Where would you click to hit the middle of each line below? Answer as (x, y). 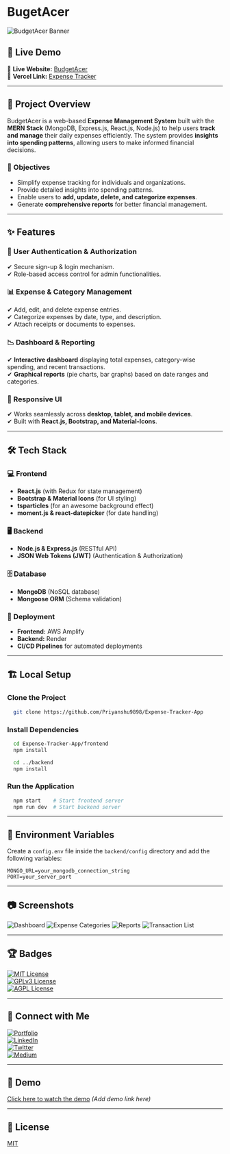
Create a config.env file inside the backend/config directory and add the (108, 851)
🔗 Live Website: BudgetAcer (47, 68)
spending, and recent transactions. (56, 367)
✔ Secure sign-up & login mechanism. (61, 266)
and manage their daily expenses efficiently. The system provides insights (113, 135)
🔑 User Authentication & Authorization (72, 252)
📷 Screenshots (40, 905)
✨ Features (31, 233)
